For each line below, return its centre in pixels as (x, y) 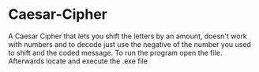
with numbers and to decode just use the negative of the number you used (129, 44)
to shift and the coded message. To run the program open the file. (115, 52)
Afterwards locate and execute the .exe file (78, 61)
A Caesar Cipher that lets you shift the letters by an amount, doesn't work (128, 36)
